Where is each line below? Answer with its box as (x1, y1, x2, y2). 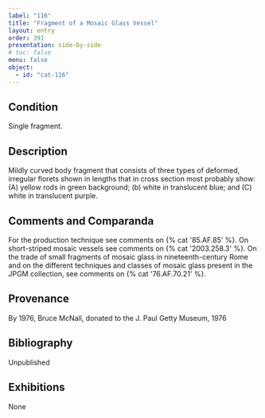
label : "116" (8, 11, 52, 20)
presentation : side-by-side (8, 41, 102, 49)
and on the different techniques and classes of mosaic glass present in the (8, 260, 253, 271)
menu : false (8, 57, 48, 64)
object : (8, 64, 34, 72)
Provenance (8, 292, 70, 306)
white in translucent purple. (8, 191, 98, 201)
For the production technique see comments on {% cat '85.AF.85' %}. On (8, 236, 249, 245)
